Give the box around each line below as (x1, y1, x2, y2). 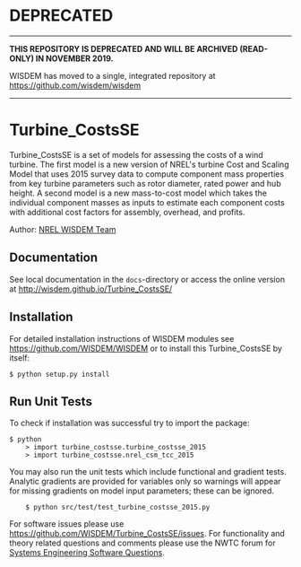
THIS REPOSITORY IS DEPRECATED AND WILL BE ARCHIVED (9, 43, 238, 54)
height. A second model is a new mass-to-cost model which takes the (9, 188, 267, 198)
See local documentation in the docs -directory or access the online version (9, 274, 285, 284)
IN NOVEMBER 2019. (35, 53, 114, 64)
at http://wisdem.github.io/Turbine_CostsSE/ (9, 283, 173, 294)
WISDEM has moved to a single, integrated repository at (9, 70, 217, 81)
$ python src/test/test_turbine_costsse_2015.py (25, 503, 211, 512)
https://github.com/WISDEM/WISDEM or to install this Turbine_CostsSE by (9, 343, 282, 353)
